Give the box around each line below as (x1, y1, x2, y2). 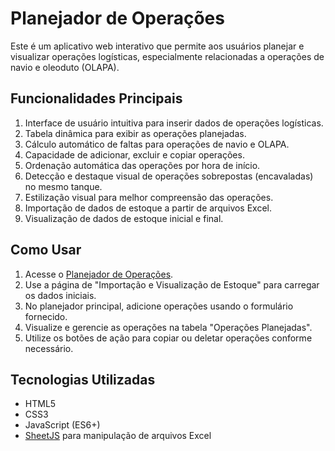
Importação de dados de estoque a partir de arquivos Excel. (24, 202, 273, 214)
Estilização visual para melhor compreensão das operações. (24, 191, 274, 203)
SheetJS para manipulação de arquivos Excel (24, 430, 212, 442)
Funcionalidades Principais (10, 90, 183, 107)
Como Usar (10, 242, 82, 259)
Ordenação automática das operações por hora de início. (24, 159, 261, 171)
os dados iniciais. (24, 289, 97, 301)
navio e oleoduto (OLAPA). (10, 61, 120, 73)
